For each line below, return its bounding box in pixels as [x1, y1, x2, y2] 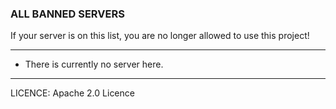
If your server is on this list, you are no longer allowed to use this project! [10, 30, 310, 42]
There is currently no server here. [24, 58, 164, 71]
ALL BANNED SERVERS [10, 7, 125, 21]
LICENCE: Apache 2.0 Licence [10, 87, 135, 99]
